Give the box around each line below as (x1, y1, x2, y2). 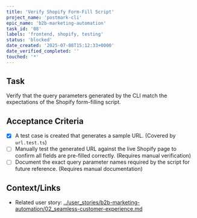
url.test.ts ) (14, 139, 47, 146)
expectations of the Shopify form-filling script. (6, 98, 122, 106)
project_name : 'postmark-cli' (6, 14, 83, 21)
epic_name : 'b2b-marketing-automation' (6, 20, 107, 26)
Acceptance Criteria (6, 116, 84, 126)
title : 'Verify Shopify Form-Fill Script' (6, 8, 114, 15)
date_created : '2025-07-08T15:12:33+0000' (6, 43, 114, 49)
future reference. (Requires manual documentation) (14, 165, 143, 173)
